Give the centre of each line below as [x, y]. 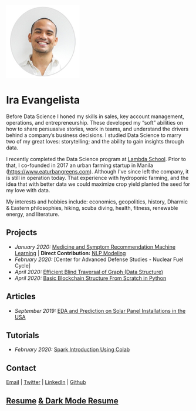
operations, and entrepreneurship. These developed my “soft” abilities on [95, 122]
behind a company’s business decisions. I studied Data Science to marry [94, 135]
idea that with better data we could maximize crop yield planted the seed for [98, 184]
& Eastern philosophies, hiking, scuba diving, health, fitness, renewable [92, 208]
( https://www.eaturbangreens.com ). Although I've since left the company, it [97, 171]
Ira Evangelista [43, 100]
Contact [21, 368]
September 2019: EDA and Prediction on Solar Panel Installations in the [100, 310]
